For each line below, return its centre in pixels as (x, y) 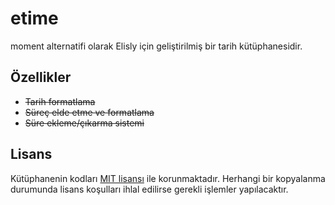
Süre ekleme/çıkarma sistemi (84, 123)
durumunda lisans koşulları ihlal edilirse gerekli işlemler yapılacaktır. (149, 189)
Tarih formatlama (60, 101)
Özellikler (41, 77)
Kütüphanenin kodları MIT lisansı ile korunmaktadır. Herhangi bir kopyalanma (168, 178)
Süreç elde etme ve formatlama (89, 112)
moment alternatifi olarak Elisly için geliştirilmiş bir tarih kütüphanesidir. (156, 46)
